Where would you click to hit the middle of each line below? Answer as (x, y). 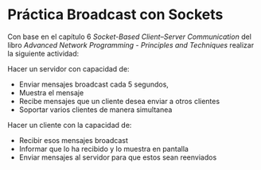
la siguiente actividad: (43, 53)
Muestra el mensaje (51, 92)
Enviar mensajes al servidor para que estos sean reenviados (118, 157)
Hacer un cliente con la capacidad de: (70, 125)
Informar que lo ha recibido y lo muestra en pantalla (103, 149)
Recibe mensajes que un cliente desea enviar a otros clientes (119, 101)
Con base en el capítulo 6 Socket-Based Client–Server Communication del (130, 37)
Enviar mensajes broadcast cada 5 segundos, (93, 84)
